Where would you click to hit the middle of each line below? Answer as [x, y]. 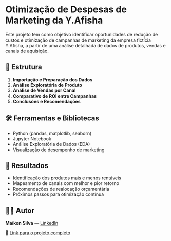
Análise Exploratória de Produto [47, 85]
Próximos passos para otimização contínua [58, 194]
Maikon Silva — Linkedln [32, 223]
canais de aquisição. [27, 51]
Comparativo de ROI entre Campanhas [54, 96]
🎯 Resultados [27, 165]
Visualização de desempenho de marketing [59, 150]
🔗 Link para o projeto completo [38, 233]
